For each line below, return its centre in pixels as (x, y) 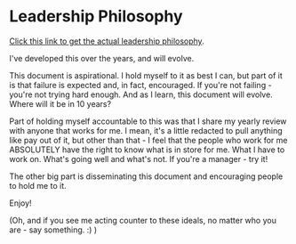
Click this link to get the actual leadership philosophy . (107, 41)
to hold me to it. (38, 185)
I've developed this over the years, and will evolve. (102, 58)
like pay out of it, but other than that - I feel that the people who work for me (148, 140)
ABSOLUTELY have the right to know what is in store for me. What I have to (147, 150)
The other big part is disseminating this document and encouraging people (146, 176)
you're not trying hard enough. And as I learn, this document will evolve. (141, 94)
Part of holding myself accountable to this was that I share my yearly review (148, 121)
